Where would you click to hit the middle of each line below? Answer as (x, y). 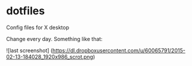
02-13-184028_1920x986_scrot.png (50, 56)
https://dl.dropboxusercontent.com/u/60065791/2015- (119, 50)
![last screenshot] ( (30, 50)
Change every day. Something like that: (55, 39)
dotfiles (26, 11)
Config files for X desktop (38, 27)
